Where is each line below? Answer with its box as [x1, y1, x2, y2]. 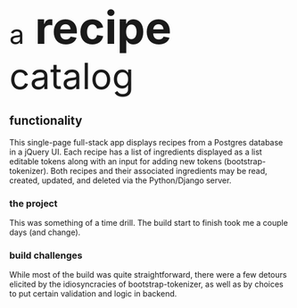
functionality [9, 113, 83, 129]
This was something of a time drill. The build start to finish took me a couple [9, 218, 288, 229]
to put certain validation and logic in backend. [9, 288, 177, 299]
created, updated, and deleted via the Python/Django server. [9, 175, 232, 186]
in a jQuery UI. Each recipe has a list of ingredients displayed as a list [9, 146, 263, 157]
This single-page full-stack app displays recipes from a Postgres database [9, 137, 284, 147]
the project [9, 197, 58, 210]
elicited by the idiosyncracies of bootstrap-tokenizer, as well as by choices [9, 279, 284, 290]
